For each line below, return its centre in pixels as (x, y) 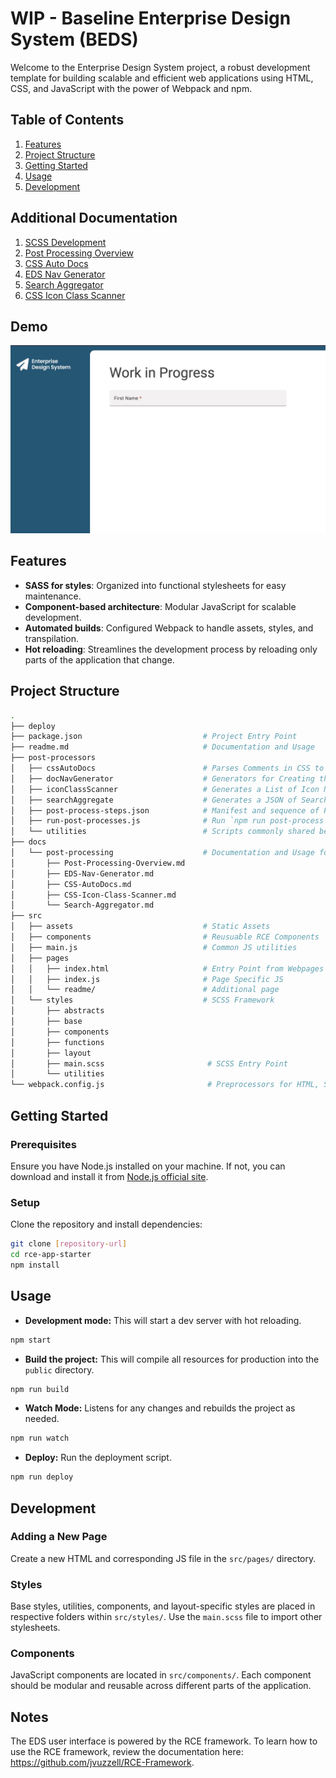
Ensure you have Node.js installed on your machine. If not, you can (148, 1166)
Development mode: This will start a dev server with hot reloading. (163, 1320)
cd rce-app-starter (51, 1255)
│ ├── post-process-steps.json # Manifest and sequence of (165, 810)
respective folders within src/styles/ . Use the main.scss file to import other (166, 1617)
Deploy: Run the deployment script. (98, 1458)
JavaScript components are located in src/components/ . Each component (161, 1675)
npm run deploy (42, 1477)
